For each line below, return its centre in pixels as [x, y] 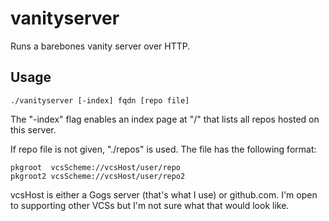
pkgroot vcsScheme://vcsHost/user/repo [96, 167]
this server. [33, 129]
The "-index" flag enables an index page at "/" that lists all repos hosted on [165, 119]
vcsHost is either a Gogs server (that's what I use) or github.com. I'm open [164, 194]
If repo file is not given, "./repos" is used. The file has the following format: [163, 149]
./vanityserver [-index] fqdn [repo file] [100, 100]
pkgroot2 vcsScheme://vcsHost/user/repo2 [98, 176]
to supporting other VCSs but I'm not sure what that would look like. [150, 205]
